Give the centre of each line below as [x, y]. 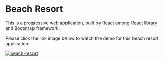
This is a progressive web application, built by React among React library [81, 23]
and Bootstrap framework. [32, 28]
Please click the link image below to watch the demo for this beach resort [82, 38]
